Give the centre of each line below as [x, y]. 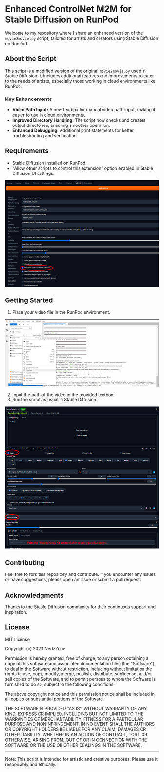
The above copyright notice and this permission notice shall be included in [80, 694]
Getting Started [29, 301]
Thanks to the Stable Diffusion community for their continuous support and [81, 607]
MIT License [18, 639]
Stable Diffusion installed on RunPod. [49, 163]
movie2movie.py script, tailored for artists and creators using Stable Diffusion [82, 38]
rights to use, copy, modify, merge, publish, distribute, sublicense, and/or [79, 674]
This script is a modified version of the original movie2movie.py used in [76, 71]
